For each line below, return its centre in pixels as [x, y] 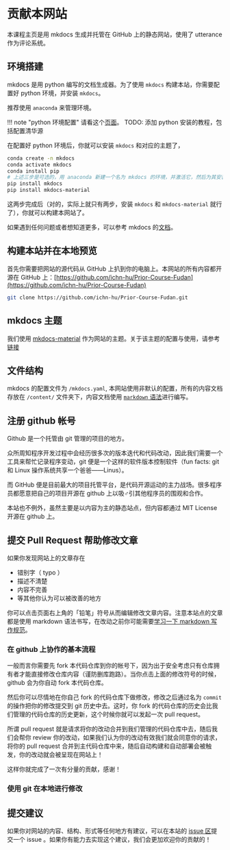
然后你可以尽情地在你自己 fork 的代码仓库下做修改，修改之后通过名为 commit [115, 697]
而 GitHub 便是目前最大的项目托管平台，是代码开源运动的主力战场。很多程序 [115, 485]
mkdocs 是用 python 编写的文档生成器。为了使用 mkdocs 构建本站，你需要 [111, 84]
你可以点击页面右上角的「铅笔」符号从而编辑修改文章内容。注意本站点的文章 [115, 612]
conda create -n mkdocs [41, 158]
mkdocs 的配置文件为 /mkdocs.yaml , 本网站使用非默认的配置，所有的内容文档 [115, 389]
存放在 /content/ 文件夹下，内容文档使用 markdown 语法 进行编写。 [100, 397]
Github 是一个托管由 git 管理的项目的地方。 [67, 439]
